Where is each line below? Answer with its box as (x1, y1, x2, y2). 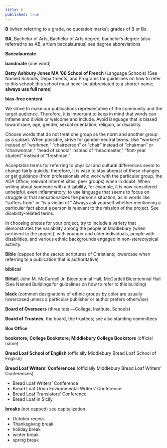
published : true (5, 12, 39, 17)
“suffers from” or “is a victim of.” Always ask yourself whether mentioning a (5, 199, 161, 206)
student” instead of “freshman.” (5, 153, 71, 159)
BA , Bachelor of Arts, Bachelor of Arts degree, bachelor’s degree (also (5, 36, 151, 42)
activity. (5, 241, 22, 247)
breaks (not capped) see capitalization (5, 406, 86, 412)
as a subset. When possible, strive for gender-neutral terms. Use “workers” (5, 136, 161, 142)
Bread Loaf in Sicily (12, 396, 53, 402)
